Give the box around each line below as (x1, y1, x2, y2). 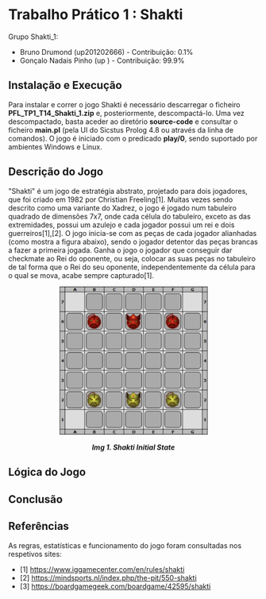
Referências (8, 520, 70, 533)
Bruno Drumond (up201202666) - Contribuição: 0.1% (19, 47, 194, 56)
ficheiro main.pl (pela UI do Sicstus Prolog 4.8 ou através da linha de (8, 125, 234, 134)
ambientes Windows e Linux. (8, 141, 103, 152)
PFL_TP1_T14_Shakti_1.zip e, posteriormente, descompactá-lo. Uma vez (8, 108, 245, 118)
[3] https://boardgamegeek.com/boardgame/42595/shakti (19, 582, 211, 591)
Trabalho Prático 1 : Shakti (8, 6, 183, 24)
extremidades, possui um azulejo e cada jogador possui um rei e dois (8, 220, 235, 230)
